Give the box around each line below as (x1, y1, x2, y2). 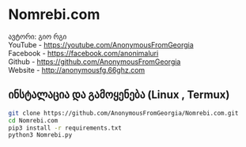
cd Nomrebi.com (8, 116, 59, 124)
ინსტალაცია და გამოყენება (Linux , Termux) (8, 89, 230, 102)
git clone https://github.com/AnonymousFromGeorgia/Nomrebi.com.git (8, 109, 239, 117)
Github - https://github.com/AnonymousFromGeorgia (8, 57, 181, 66)
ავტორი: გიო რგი (8, 32, 67, 41)
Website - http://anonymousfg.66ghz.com (8, 65, 146, 74)
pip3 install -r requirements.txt (8, 124, 123, 132)
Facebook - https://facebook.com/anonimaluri (8, 48, 159, 58)
